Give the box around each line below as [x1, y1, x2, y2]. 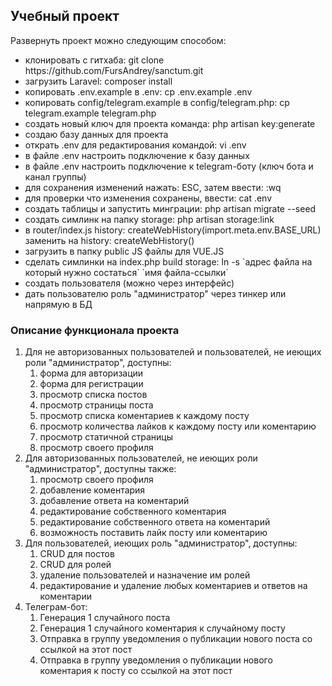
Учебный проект [10, 8, 120, 25]
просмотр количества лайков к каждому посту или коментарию [39, 420, 317, 433]
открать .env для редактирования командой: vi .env [24, 139, 247, 151]
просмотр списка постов [39, 389, 148, 401]
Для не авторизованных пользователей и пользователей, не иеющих [24, 346, 322, 358]
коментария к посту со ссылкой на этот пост [39, 665, 233, 677]
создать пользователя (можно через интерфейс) [24, 277, 235, 289]
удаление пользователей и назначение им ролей [39, 569, 251, 581]
